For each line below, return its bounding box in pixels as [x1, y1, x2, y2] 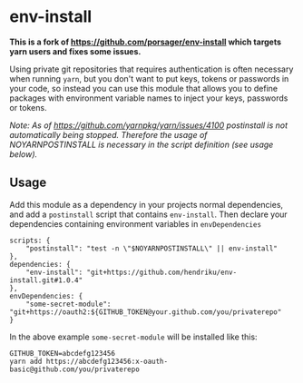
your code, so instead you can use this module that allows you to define [9, 83, 279, 93]
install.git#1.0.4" [9, 275, 83, 285]
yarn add [9, 357, 43, 366]
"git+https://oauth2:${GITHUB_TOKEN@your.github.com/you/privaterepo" [9, 307, 282, 317]
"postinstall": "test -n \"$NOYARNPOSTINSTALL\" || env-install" [25, 243, 279, 253]
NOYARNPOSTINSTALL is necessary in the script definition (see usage [9, 139, 274, 150]
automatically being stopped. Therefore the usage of [9, 129, 208, 140]
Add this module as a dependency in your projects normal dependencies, [9, 199, 284, 210]
